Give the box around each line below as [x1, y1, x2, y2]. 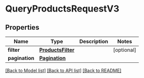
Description [79, 38, 109, 45]
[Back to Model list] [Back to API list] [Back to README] [5, 67, 122, 73]
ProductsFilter [39, 46, 75, 53]
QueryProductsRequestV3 [5, 3, 120, 15]
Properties [5, 23, 40, 32]
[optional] [113, 46, 137, 53]
